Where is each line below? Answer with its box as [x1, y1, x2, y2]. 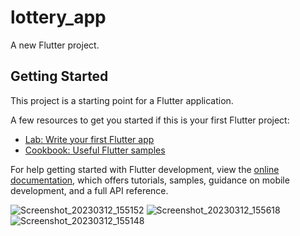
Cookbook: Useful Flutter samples [24, 144, 166, 156]
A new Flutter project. [10, 39, 100, 51]
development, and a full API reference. [10, 184, 169, 196]
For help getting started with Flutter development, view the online [10, 163, 280, 175]
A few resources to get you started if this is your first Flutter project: [10, 114, 290, 126]
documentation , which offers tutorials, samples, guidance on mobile [10, 174, 290, 186]
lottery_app [10, 6, 107, 29]
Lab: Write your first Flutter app [24, 133, 155, 145]
